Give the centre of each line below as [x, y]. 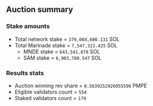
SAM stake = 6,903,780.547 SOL [62, 57]
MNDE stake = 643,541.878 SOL [62, 52]
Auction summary [40, 10]
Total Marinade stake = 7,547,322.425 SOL [66, 45]
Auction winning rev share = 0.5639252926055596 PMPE [81, 86]
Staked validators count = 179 [50, 98]
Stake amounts [28, 26]
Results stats [25, 73]
